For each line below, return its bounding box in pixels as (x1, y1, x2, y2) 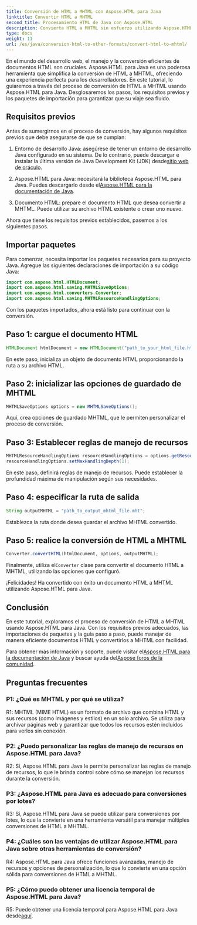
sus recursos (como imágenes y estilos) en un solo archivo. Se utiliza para (6, 714, 186, 722)
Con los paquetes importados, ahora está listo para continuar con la (6, 306, 170, 313)
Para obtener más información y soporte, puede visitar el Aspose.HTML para (6, 648, 191, 655)
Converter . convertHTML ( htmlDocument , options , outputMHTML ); (6, 551, 159, 557)
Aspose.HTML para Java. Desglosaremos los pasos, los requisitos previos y (6, 89, 189, 96)
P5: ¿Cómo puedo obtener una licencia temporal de (6, 885, 155, 893)
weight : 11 (6, 36, 33, 42)
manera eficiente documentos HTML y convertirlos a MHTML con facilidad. (6, 637, 188, 644)
